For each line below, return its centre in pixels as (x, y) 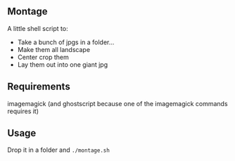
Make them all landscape (53, 49)
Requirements (39, 87)
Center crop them (43, 57)
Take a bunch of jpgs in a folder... (66, 42)
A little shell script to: (38, 28)
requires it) (23, 111)
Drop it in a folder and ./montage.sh (59, 150)
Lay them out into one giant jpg (62, 64)
